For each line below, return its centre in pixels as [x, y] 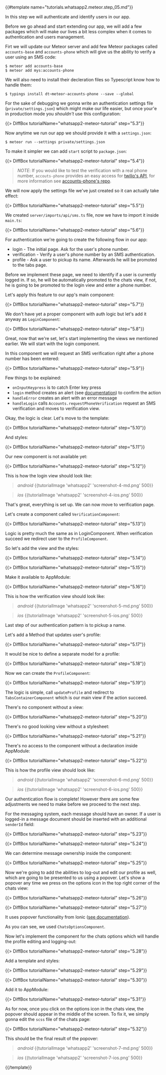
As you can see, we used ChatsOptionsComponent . [55, 926]
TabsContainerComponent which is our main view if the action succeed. [76, 698]
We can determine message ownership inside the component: [68, 853]
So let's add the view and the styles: [42, 548]
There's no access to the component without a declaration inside [71, 746]
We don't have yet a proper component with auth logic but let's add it [76, 314]
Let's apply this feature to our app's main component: [60, 295]
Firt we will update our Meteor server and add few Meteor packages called [81, 46]
